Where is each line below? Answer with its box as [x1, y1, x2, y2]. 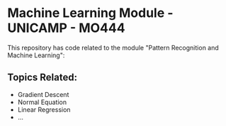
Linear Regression [17, 105, 71, 114]
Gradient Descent [17, 90, 69, 98]
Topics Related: [7, 71, 78, 84]
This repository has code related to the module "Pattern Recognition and [7, 43, 220, 52]
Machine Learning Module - [7, 5, 174, 21]
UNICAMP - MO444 [7, 20, 125, 36]
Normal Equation [17, 98, 67, 106]
